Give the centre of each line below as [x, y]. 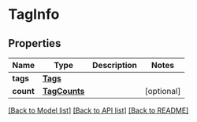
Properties [35, 43]
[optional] [163, 91]
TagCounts [63, 91]
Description [115, 65]
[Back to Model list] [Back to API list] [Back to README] [98, 110]
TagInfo [34, 14]
